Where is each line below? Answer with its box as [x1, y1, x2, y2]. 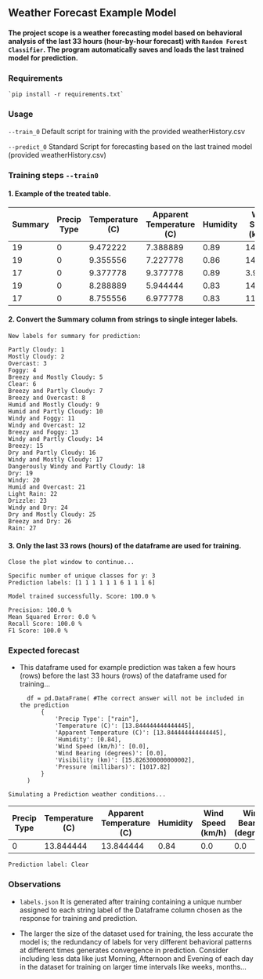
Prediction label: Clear [8, 861, 89, 869]
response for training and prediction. [19, 913, 139, 923]
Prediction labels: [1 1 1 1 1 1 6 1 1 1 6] [8, 579, 156, 587]
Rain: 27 [8, 524, 37, 532]
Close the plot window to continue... [8, 559, 135, 566]
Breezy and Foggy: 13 [8, 428, 79, 436]
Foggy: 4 [8, 366, 37, 374]
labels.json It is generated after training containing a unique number [19, 897, 243, 906]
